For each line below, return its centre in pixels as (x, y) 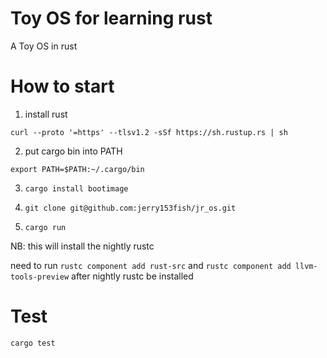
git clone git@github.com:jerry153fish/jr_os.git (130, 208)
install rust (46, 114)
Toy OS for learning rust (111, 18)
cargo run (45, 227)
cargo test (33, 343)
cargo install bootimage (76, 188)
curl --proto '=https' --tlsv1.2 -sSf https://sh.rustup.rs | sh (149, 132)
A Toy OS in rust (44, 46)
